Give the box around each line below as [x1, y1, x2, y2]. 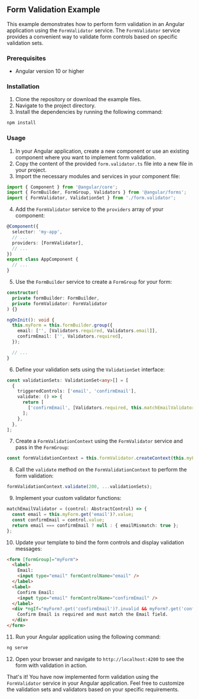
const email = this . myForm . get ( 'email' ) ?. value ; [12, 512, 134, 518]
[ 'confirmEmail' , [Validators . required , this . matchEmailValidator [28, 405, 195, 411]
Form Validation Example [6, 5, 100, 15]
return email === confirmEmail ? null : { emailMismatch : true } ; [12, 522, 179, 528]
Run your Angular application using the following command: [15, 633, 161, 640]
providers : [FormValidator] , [12, 240, 84, 246]
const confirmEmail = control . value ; [12, 517, 105, 523]
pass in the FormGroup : [15, 444, 70, 451]
